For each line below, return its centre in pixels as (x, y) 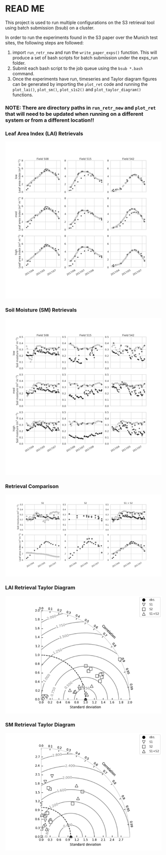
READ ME (25, 9)
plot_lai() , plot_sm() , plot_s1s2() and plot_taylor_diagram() (77, 89)
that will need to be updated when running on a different (74, 114)
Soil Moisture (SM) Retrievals (41, 310)
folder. (19, 63)
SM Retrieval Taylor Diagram (40, 725)
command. (23, 73)
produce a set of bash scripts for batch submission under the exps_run (85, 57)
